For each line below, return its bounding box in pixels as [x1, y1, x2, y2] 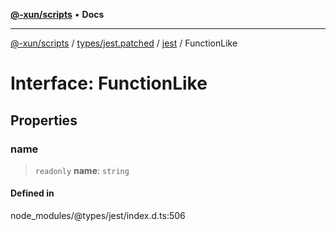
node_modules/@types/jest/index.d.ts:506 [10, 210, 186, 222]
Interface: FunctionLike [10, 72, 208, 95]
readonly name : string [34, 164, 130, 176]
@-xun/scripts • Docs [10, 9, 105, 20]
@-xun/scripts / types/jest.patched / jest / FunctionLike [10, 37, 238, 49]
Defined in [10, 187, 55, 199]
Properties [10, 112, 78, 129]
